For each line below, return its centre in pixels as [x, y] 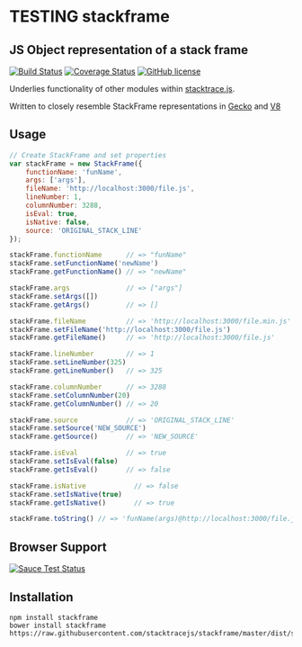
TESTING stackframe [90, 17]
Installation [41, 597]
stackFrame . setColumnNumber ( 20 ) [70, 395]
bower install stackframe [58, 625]
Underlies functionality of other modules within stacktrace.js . [122, 89]
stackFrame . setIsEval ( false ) [64, 462]
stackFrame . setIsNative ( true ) [66, 494]
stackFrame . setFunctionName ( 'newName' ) [84, 264]
